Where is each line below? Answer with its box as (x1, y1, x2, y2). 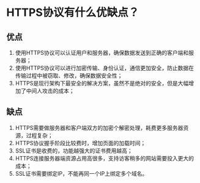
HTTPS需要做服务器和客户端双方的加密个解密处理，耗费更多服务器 (15, 124, 183, 131)
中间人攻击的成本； (26, 87, 75, 95)
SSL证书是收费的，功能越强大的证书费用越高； (15, 147, 133, 154)
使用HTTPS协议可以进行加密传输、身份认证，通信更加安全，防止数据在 (15, 65, 194, 71)
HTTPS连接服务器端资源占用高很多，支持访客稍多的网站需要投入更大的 (15, 154, 194, 162)
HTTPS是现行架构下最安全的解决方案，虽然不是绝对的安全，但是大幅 (15, 80, 189, 87)
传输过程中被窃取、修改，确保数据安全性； (15, 72, 123, 79)
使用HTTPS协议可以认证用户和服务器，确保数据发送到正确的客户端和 (15, 49, 189, 56)
